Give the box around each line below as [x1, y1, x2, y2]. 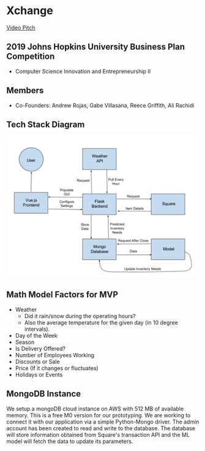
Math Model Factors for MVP [6, 289, 118, 300]
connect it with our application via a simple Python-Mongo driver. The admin [6, 418, 199, 425]
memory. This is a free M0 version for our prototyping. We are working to [6, 411, 191, 419]
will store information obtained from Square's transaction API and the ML [6, 431, 190, 438]
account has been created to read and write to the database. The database [6, 424, 196, 432]
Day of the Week [15, 332, 58, 339]
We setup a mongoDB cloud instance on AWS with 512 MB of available [6, 405, 184, 412]
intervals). [24, 325, 50, 333]
